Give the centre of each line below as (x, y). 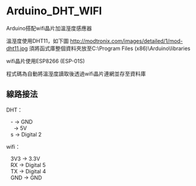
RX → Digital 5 (28, 165)
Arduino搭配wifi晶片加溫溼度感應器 (49, 28)
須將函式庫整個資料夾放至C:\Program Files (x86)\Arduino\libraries (110, 48)
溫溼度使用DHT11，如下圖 (37, 41)
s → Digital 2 (26, 134)
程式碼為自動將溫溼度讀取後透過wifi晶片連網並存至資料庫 (76, 73)
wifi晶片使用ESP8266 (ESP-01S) (46, 61)
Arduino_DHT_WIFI (54, 11)
